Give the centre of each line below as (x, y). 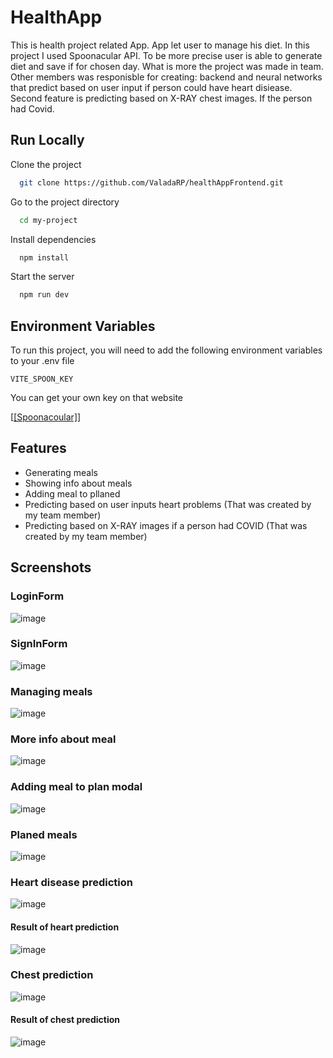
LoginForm (37, 596)
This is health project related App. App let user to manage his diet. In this (160, 45)
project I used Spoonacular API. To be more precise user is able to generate (166, 55)
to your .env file (42, 361)
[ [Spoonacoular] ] (46, 417)
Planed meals (44, 834)
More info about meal (63, 739)
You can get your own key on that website (97, 398)
